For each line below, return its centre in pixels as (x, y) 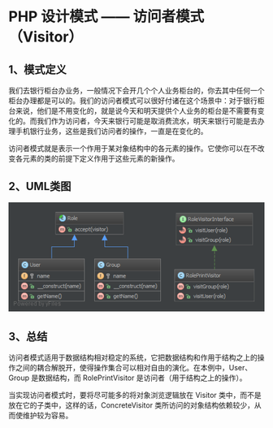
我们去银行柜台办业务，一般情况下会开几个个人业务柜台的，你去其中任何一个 (136, 91)
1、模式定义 (38, 69)
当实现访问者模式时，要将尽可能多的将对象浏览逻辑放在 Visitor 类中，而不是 (135, 396)
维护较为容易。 (48, 416)
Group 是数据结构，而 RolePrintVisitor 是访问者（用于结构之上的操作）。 (128, 378)
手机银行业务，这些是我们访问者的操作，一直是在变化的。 (111, 131)
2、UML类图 (40, 186)
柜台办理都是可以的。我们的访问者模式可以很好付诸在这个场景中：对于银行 (133, 101)
